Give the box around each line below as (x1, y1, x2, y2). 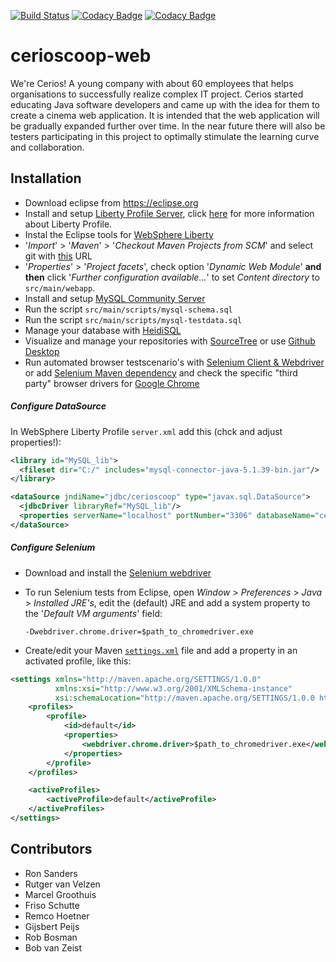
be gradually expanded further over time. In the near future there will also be (10, 120, 326, 132)
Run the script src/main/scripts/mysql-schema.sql (24, 303, 233, 315)
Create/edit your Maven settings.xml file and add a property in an (24, 644, 298, 656)
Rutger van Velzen (24, 878, 101, 890)
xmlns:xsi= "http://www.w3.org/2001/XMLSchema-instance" (54, 683, 293, 694)
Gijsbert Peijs (24, 920, 80, 932)
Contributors (10, 841, 93, 858)
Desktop (24, 345, 60, 357)
